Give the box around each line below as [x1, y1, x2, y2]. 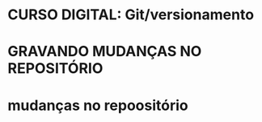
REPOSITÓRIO [7, 59, 104, 78]
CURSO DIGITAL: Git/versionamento [7, 6, 255, 24]
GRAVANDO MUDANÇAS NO [7, 43, 202, 61]
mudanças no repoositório [7, 96, 188, 114]
